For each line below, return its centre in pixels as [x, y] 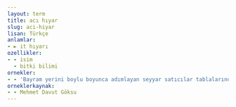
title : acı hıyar [33, 20]
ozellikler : [25, 53]
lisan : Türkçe [28, 33]
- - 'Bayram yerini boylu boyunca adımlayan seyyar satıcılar [100, 79]
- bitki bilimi [36, 66]
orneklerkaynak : [31, 86]
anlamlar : [22, 40]
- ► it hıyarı [28, 46]
